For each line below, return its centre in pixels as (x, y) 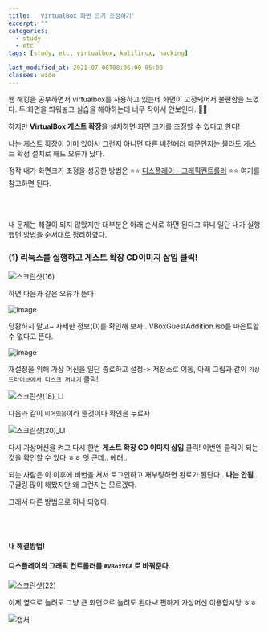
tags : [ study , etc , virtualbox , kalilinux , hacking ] (98, 53)
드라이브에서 (25, 380)
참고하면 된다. (30, 183)
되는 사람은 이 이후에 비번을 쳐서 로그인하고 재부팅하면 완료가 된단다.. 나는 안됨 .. (133, 475)
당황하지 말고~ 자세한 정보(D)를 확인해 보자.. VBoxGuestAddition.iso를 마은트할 (134, 326)
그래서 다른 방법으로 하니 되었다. (59, 502)
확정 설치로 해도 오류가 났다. (61, 153)
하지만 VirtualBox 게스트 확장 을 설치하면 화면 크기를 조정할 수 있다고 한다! (124, 126)
